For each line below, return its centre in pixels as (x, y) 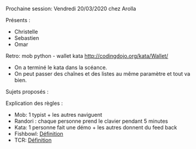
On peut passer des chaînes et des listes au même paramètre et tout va (102, 74)
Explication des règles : (34, 103)
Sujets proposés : (27, 91)
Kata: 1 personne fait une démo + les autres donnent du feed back (96, 127)
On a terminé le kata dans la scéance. (61, 67)
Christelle (26, 32)
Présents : (18, 20)
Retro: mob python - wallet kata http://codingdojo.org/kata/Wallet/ (87, 56)
